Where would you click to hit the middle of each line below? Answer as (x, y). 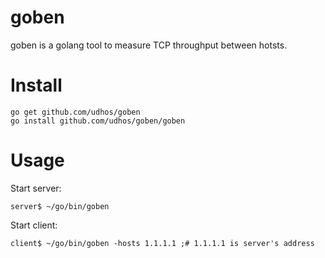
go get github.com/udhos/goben (75, 112)
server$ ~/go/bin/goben (60, 206)
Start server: (36, 188)
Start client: (34, 225)
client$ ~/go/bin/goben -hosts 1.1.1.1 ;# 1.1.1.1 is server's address (162, 243)
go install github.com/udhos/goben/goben (98, 121)
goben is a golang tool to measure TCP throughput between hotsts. (149, 45)
